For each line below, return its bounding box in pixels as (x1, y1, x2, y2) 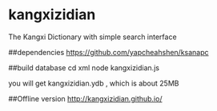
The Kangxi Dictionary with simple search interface (8, 32, 178, 42)
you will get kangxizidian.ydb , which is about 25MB (8, 78, 179, 88)
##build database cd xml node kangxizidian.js (8, 62, 160, 73)
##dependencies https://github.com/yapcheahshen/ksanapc (8, 47, 210, 57)
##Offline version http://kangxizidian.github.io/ (8, 93, 163, 103)
